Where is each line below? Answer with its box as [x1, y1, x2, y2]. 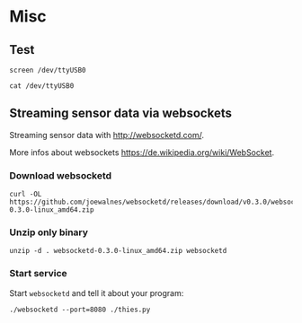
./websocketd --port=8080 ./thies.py [9, 305, 151, 314]
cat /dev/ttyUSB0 [9, 82, 75, 91]
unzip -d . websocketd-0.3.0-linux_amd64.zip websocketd [9, 247, 227, 256]
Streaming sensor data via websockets [9, 106, 232, 121]
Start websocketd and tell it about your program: [9, 287, 184, 298]
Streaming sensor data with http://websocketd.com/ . [9, 129, 205, 140]
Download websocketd [9, 169, 112, 181]
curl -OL [9, 190, 42, 199]
